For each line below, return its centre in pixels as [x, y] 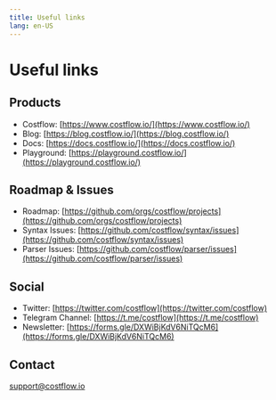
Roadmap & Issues [61, 189]
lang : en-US [31, 26]
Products [35, 103]
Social [27, 286]
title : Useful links [48, 17]
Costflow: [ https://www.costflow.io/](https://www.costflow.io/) [136, 124]
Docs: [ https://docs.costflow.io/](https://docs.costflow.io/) [129, 143]
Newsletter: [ [46, 327]
